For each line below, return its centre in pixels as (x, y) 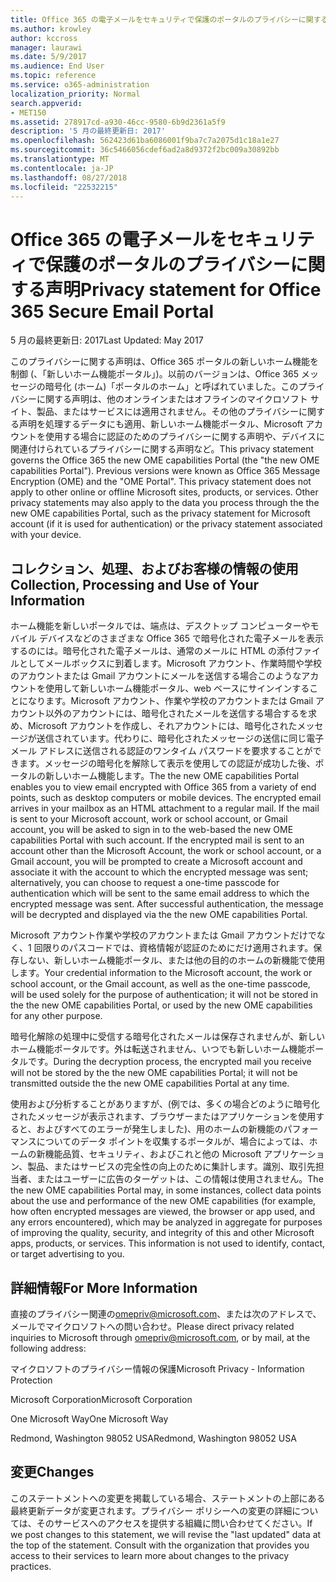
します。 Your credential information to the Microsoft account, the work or (161, 973)
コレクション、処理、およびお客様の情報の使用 (154, 568)
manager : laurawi (46, 47)
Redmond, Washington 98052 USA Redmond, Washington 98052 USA (153, 1438)
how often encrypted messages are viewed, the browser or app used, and (162, 1212)
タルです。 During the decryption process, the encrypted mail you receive (161, 1062)
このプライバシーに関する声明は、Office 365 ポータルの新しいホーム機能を (164, 362)
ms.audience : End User (57, 66)
